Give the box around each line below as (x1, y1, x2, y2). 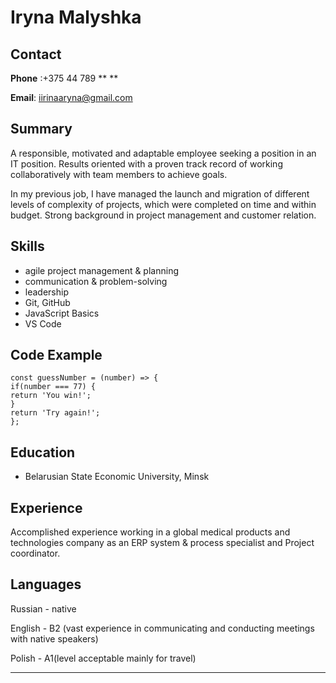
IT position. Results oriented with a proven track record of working (10, 157, 283, 170)
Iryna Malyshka (10, 6, 142, 29)
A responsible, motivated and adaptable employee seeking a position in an (10, 147, 317, 159)
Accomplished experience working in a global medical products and (10, 526, 291, 538)
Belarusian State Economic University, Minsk (24, 471, 210, 483)
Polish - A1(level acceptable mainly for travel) (10, 652, 197, 664)
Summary (10, 121, 73, 138)
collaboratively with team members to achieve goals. (10, 168, 228, 180)
